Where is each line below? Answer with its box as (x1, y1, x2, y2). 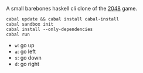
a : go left (14, 48, 36, 55)
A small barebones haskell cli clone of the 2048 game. (6, 5, 138, 12)
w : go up (14, 42, 35, 48)
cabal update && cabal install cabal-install (6, 16, 119, 22)
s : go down (14, 54, 42, 61)
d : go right (14, 61, 40, 67)
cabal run (6, 32, 30, 37)
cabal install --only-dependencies (6, 26, 93, 32)
